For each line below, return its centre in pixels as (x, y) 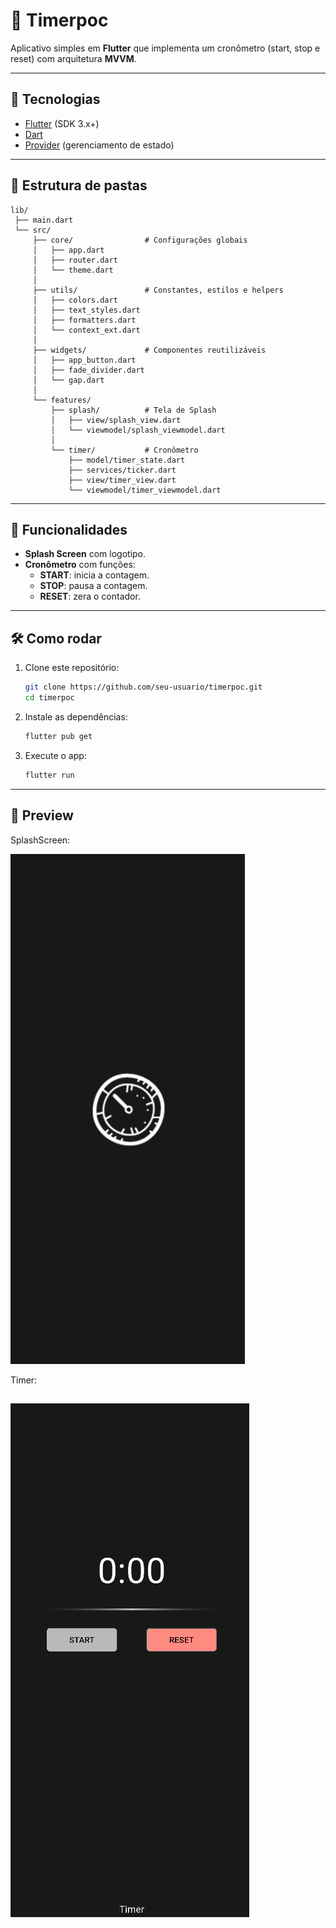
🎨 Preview (42, 815)
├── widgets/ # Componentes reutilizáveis (149, 350)
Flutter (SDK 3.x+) (62, 123)
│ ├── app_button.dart (84, 360)
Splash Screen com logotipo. (85, 554)
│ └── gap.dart (68, 380)
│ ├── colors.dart (75, 300)
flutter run (49, 775)
